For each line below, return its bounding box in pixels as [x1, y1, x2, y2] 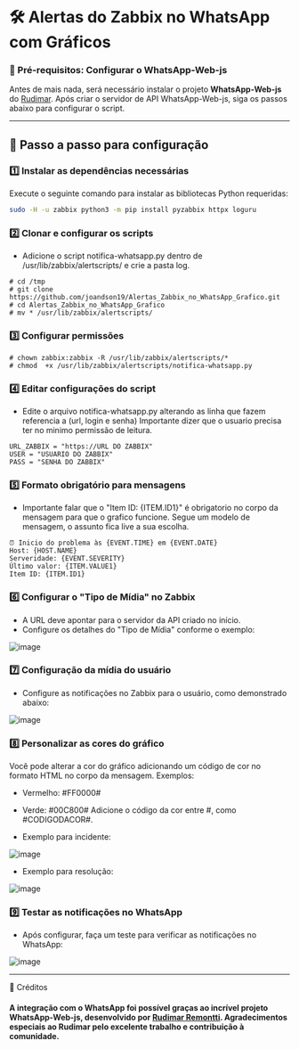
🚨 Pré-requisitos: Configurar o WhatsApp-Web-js [9, 64, 228, 77]
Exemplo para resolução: [21, 866, 114, 877]
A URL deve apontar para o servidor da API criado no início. [21, 614, 241, 625]
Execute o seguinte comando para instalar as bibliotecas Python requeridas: [9, 188, 289, 199]
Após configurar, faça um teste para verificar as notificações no [21, 930, 257, 940]
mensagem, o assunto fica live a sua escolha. [21, 521, 190, 532]
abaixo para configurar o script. [9, 103, 125, 114]
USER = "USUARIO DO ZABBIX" [9, 449, 114, 459]
